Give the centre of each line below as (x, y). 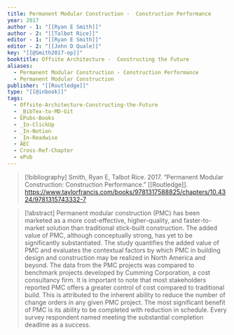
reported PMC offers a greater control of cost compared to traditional (124, 287)
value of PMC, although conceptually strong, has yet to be (108, 235)
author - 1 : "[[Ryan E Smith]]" (54, 27)
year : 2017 (23, 20)
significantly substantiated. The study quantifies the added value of (122, 242)
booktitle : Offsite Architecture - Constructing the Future (98, 60)
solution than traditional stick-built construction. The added (132, 228)
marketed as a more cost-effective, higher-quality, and (103, 220)
